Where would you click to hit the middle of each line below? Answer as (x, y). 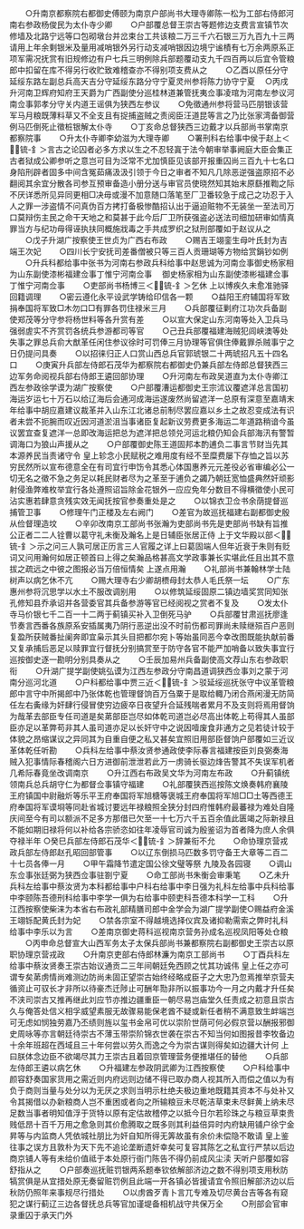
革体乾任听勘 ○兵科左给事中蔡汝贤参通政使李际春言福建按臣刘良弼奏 (145, 750)
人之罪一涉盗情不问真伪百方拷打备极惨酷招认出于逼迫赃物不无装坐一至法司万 (152, 206)
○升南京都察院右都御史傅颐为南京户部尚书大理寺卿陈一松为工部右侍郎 (156, 13)
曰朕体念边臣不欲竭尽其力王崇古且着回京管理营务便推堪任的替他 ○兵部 (149, 1056)
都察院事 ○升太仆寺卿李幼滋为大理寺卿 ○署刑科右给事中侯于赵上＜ (150, 138)
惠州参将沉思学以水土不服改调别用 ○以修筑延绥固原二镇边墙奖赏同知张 (149, 591)
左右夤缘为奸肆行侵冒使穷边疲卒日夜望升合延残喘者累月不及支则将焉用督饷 (156, 705)
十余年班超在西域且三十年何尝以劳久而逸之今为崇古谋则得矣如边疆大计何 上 (149, 1045)
